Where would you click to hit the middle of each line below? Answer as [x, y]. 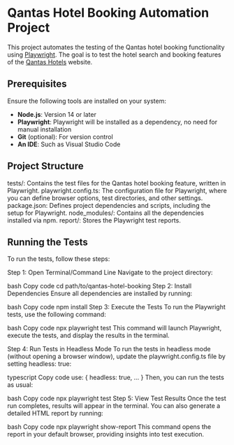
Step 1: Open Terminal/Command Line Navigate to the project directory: [110, 273]
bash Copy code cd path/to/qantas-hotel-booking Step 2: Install [100, 286]
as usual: [20, 385]
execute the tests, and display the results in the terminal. [88, 335]
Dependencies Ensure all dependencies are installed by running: [100, 294]
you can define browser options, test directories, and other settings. [105, 198]
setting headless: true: [39, 364]
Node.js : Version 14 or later [57, 114]
